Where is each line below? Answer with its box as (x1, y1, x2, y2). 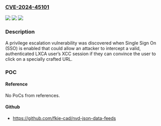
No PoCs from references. (5, 92, 60, 98)
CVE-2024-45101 (5, 4, 50, 11)
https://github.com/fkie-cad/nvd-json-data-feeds (12, 115, 116, 121)
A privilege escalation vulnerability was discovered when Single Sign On (5, 39, 156, 46)
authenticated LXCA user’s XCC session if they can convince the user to (5, 51, 156, 57)
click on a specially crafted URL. (5, 56, 73, 62)
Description (5, 28, 35, 35)
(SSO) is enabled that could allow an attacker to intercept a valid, (5, 45, 141, 51)
